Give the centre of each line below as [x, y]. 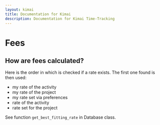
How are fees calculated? [45, 61]
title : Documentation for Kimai [38, 14]
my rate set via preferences [40, 98]
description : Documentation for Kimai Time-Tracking [60, 19]
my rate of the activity [34, 87]
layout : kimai [20, 10]
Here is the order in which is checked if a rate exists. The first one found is [80, 73]
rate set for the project [35, 108]
